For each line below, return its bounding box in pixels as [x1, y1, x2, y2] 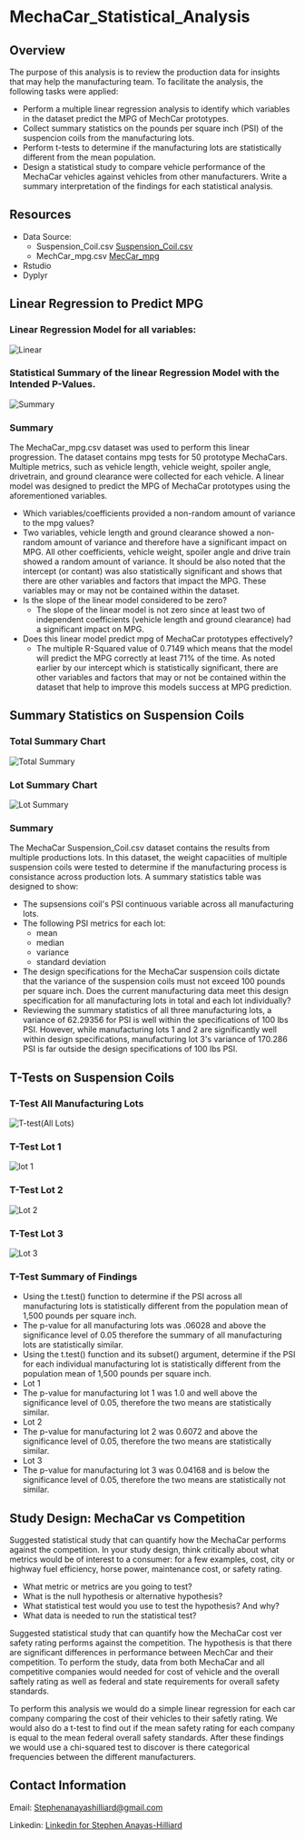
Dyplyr [22, 270, 48, 281]
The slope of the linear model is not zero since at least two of [35, 604, 266, 615]
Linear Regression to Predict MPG [9, 296, 204, 312]
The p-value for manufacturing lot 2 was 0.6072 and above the [22, 1426, 259, 1437]
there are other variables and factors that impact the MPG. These [22, 575, 267, 587]
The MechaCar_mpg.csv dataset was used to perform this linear [9, 442, 251, 453]
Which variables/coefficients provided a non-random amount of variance [22, 508, 296, 519]
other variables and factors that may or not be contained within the [35, 672, 287, 683]
